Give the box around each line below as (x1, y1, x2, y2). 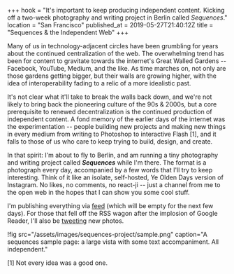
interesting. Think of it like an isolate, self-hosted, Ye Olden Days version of (7, 173, 224, 181)
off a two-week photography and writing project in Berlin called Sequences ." (7, 13, 228, 22)
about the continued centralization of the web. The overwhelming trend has (7, 49, 225, 57)
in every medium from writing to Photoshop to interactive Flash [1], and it (7, 130, 217, 138)
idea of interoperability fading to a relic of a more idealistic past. (7, 79, 191, 87)
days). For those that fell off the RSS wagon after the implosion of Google (7, 210, 218, 217)
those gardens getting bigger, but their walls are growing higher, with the (7, 71, 217, 80)
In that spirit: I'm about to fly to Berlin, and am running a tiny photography (7, 151, 219, 159)
